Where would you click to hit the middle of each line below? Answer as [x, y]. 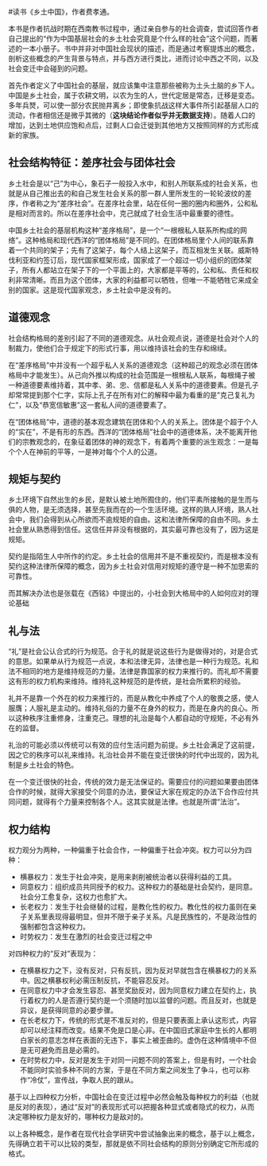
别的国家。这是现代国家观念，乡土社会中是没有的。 [92, 290]
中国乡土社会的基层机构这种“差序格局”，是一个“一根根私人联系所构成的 [124, 230]
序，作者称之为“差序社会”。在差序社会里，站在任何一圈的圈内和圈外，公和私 [133, 203]
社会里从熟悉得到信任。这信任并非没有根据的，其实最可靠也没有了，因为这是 [133, 530]
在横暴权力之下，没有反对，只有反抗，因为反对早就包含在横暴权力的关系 [138, 971]
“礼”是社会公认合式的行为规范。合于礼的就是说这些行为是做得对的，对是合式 [133, 651]
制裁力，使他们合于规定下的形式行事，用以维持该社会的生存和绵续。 [120, 348]
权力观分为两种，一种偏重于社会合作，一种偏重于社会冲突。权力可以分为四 [130, 850]
